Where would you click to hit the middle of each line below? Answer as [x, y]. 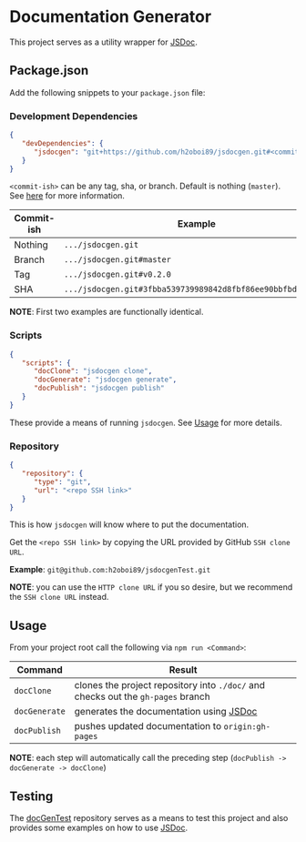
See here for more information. [67, 196]
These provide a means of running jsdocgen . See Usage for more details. [146, 422]
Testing [31, 796]
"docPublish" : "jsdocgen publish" [99, 389]
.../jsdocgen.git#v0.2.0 [117, 274]
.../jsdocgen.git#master [117, 260]
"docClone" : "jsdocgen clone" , [93, 371]
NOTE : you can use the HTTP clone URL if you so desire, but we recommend [151, 587]
